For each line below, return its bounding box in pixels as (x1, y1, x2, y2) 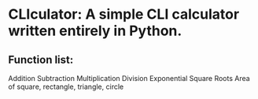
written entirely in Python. (8, 22, 182, 40)
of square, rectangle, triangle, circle (8, 82, 124, 91)
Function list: (8, 53, 74, 66)
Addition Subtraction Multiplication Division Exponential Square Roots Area (8, 74, 250, 83)
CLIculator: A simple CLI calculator (8, 5, 240, 23)
